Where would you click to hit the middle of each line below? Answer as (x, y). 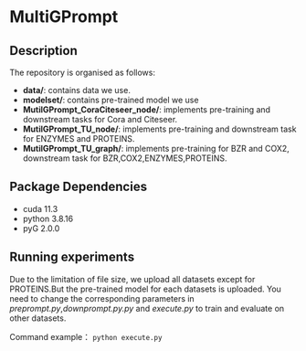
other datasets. (38, 318)
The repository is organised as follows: (82, 72)
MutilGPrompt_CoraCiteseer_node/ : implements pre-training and (147, 110)
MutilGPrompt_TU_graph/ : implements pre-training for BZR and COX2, (156, 149)
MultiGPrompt (64, 17)
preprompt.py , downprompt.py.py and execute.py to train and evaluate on (147, 308)
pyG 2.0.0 (41, 228)
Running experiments (72, 257)
